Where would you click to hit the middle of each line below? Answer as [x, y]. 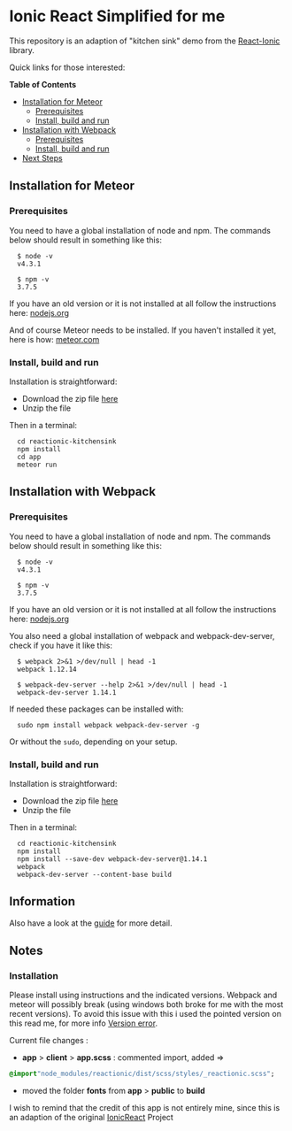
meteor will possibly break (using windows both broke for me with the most [146, 1004]
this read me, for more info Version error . [83, 1023]
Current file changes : [49, 1041]
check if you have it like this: [61, 645]
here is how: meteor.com [54, 339]
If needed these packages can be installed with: [96, 709]
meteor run [37, 465]
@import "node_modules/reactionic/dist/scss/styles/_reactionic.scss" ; [142, 1074]
